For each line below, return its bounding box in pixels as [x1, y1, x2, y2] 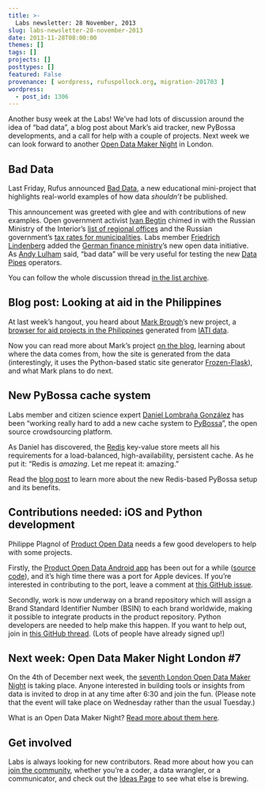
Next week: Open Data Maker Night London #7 [8, 651, 241, 665]
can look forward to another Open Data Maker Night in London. [8, 139, 214, 149]
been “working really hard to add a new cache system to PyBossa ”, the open [8, 418, 258, 428]
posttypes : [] [8, 63, 55, 71]
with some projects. [8, 547, 73, 557]
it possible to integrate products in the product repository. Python [8, 611, 221, 622]
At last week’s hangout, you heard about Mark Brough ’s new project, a [8, 317, 237, 326]
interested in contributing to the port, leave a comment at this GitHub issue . [8, 580, 253, 589]
